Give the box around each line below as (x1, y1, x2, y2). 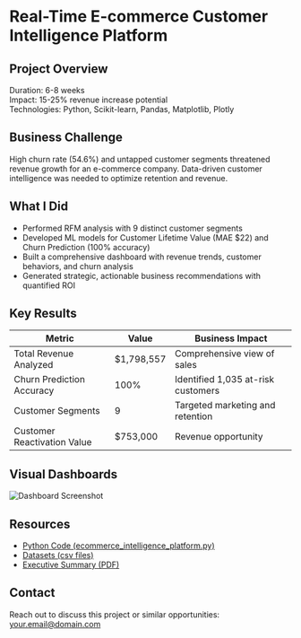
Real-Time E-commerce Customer (9, 6, 269, 27)
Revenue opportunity (174, 431, 263, 443)
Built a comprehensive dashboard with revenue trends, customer (21, 251, 262, 262)
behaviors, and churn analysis (21, 260, 134, 271)
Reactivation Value (13, 436, 92, 449)
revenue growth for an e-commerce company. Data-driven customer (9, 163, 262, 174)
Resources (9, 516, 71, 531)
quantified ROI (21, 280, 76, 291)
